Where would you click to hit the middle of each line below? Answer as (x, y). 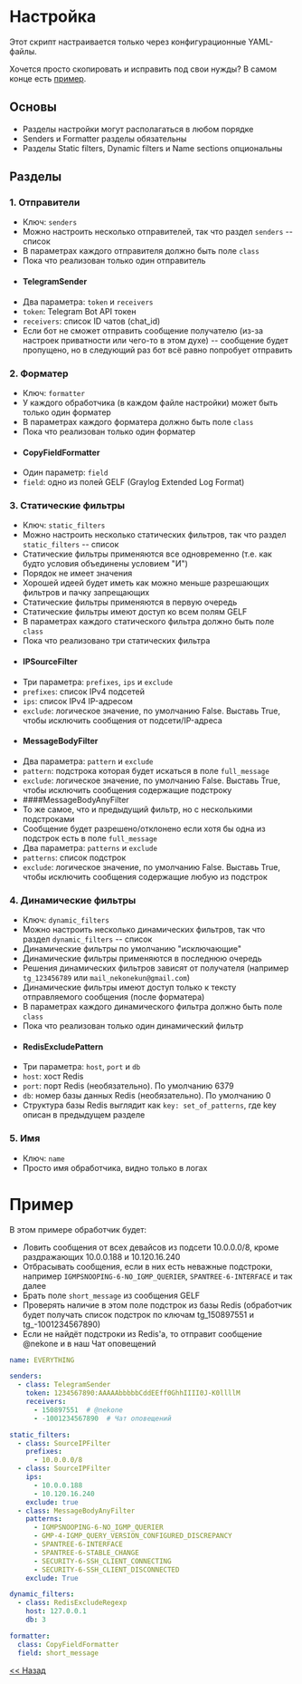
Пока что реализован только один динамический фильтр (133, 1026)
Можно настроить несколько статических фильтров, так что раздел (154, 535)
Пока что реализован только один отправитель (114, 261)
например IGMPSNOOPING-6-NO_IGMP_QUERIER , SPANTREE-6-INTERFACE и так (157, 1276)
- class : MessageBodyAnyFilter (76, 1511)
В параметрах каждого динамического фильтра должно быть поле (152, 1007)
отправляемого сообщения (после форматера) (113, 997)
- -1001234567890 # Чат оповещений (102, 1418)
